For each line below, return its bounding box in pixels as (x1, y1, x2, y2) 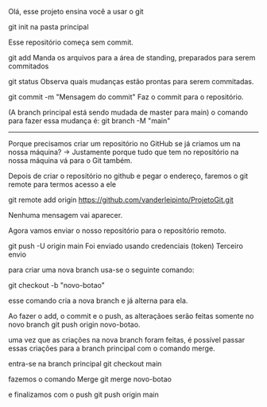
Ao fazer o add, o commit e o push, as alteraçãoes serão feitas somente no (8, 312, 254, 320)
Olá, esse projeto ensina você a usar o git (8, 7, 145, 16)
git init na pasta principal (8, 22, 89, 31)
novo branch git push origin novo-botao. (8, 320, 141, 329)
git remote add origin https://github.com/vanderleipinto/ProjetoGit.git (8, 195, 234, 204)
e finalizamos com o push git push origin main (8, 390, 159, 399)
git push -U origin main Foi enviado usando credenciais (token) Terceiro (8, 242, 244, 250)
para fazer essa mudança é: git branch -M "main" (8, 116, 171, 126)
